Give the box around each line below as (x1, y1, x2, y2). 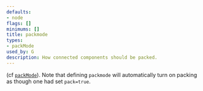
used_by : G (6, 49, 34, 55)
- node (6, 15, 23, 21)
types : (6, 37, 23, 43)
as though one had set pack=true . (6, 78, 91, 85)
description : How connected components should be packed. (6, 54, 158, 60)
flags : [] (6, 20, 32, 26)
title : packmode (6, 32, 48, 38)
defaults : (6, 9, 32, 15)
